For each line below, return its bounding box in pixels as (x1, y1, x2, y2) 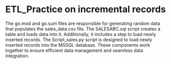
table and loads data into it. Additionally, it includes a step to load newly (5, 31, 156, 37)
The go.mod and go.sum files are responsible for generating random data (5, 20, 160, 26)
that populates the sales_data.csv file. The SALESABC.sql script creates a (5, 25, 161, 31)
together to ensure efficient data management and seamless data (5, 47, 143, 53)
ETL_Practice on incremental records (5, 4, 166, 15)
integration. (5, 52, 30, 59)
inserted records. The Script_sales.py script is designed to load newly (5, 37, 153, 43)
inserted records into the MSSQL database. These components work (5, 42, 150, 48)
